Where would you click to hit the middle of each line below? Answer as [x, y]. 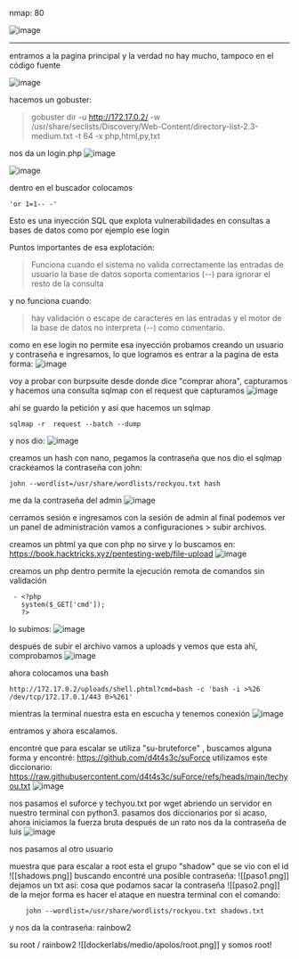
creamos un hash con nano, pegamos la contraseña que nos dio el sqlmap [145, 458]
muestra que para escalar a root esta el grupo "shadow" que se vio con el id [149, 866]
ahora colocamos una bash [59, 673]
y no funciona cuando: [50, 301]
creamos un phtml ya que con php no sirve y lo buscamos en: [122, 544]
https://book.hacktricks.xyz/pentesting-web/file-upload [111, 553]
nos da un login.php [46, 153]
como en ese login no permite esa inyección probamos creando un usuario [146, 345]
